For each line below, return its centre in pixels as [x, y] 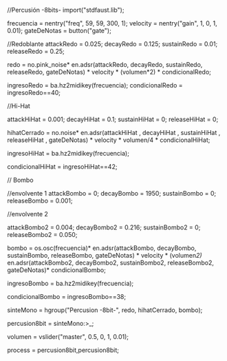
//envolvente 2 [28, 214]
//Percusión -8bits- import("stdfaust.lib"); [66, 10]
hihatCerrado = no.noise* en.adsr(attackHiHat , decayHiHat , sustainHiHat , [114, 133]
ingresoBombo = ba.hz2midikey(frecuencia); [71, 283]
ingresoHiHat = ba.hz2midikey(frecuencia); [68, 153]
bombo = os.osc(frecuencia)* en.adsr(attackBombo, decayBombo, [102, 248]
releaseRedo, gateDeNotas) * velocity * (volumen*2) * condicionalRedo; [109, 72]
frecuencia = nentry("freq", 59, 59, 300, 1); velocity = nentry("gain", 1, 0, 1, [112, 23]
